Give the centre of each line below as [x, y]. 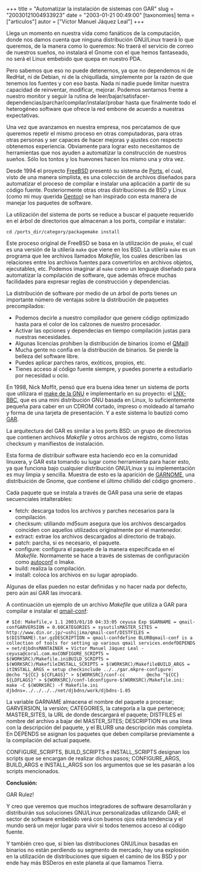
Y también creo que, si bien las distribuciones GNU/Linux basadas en [92, 843]
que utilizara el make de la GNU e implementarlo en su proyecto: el [89, 393]
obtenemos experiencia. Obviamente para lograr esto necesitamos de [93, 146]
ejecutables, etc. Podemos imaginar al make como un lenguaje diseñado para [101, 269]
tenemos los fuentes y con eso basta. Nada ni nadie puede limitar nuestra [98, 83]
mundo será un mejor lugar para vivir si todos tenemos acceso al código [96, 825]
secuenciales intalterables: [39, 499]
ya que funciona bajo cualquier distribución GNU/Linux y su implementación [101, 468]
